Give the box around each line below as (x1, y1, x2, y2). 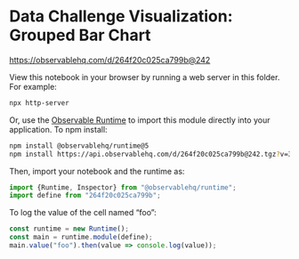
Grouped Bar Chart (9, 25, 151, 45)
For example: (9, 81, 58, 92)
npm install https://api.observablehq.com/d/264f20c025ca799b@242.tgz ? (9, 150, 280, 158)
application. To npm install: (9, 124, 109, 134)
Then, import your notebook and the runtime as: (9, 166, 185, 176)
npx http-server (9, 98, 69, 108)
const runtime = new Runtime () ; (9, 224, 129, 233)
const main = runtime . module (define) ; (9, 233, 153, 242)
